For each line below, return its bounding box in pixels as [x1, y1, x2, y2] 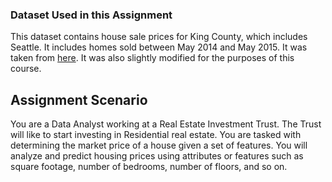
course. [10, 63, 42, 75]
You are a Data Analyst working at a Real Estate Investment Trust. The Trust [10, 118, 322, 130]
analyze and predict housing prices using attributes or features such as [10, 150, 304, 162]
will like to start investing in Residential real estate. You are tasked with [10, 129, 302, 141]
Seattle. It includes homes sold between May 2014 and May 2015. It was [10, 41, 308, 53]
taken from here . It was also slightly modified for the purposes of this [10, 52, 295, 64]
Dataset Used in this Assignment [10, 8, 173, 22]
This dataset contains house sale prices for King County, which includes [10, 31, 308, 43]
